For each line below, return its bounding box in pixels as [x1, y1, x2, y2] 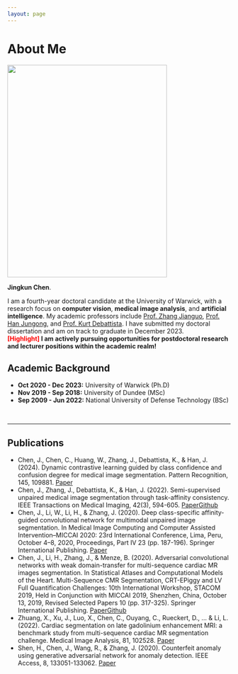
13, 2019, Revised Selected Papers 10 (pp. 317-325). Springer [17, 599, 196, 607]
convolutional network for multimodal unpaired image [40, 516, 196, 525]
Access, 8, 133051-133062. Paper [17, 659, 116, 668]
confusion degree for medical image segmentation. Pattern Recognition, [17, 471, 229, 479]
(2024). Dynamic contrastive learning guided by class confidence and [17, 463, 222, 472]
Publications [7, 437, 64, 449]
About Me [7, 40, 67, 57]
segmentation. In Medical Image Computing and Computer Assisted [17, 523, 216, 532]
